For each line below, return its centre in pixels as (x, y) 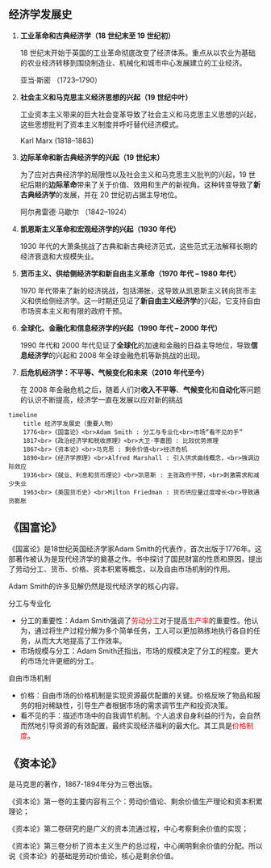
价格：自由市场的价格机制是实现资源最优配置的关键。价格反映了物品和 (137, 695)
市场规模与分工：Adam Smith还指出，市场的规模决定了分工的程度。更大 (139, 651)
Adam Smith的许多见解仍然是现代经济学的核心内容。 (96, 586)
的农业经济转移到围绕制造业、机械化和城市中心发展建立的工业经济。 (133, 62)
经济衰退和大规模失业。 (59, 256)
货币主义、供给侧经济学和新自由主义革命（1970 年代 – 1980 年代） (130, 273)
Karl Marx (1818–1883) (57, 141)
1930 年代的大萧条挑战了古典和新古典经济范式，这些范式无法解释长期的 (139, 246)
